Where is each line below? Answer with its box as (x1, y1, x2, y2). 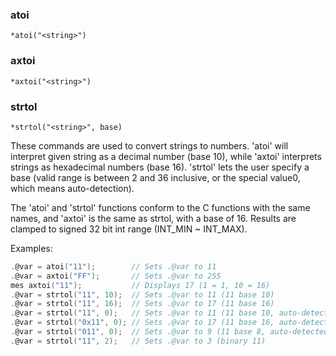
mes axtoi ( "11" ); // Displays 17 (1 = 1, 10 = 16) (10, 280, 271, 290)
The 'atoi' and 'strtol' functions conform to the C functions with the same (10, 201, 311, 213)
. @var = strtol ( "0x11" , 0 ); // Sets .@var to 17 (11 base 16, (10, 318, 275, 328)
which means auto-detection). (10, 182, 135, 194)
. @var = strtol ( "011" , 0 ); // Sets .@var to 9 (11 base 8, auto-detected (10, 327, 329, 337)
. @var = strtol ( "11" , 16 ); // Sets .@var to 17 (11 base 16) (10, 299, 275, 309)
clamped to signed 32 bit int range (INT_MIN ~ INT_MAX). (10, 223, 248, 235)
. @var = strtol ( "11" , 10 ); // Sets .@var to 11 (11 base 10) (10, 289, 275, 300)
